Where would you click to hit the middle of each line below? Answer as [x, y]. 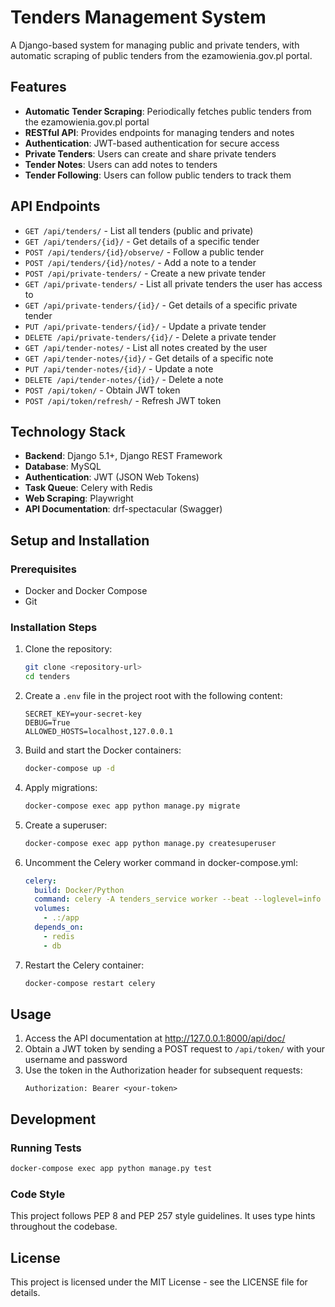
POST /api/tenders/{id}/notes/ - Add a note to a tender [140, 262]
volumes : [52, 909]
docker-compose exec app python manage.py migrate [132, 806]
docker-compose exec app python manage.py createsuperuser [150, 843]
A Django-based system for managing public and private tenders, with [155, 45]
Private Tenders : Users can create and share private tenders [150, 153]
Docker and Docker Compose [86, 591]
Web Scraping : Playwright [79, 498]
